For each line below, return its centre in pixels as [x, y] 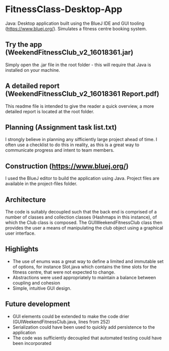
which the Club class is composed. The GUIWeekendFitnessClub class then [84, 223]
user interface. [20, 233]
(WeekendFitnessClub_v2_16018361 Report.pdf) [82, 94]
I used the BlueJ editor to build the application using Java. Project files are [82, 179]
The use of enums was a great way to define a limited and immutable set [88, 261]
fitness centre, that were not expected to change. [64, 272]
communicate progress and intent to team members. [60, 150]
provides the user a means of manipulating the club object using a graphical [84, 228]
